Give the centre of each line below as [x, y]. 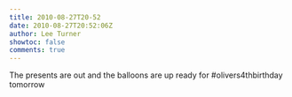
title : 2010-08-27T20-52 [55, 17]
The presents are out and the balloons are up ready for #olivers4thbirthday [146, 75]
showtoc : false [37, 42]
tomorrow [27, 85]
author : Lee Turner [45, 34]
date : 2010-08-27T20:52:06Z [61, 26]
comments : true [37, 50]
